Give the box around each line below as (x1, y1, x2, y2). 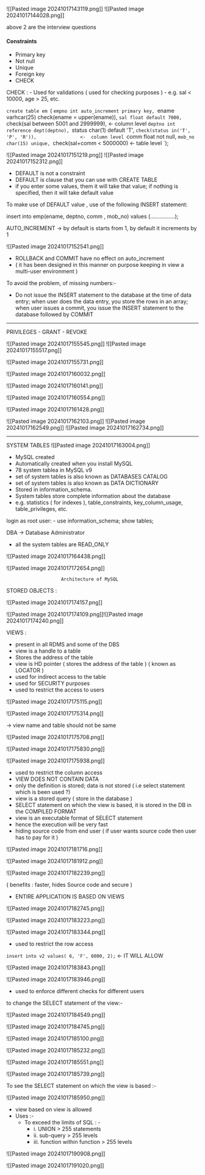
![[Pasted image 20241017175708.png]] (6, 734, 105, 741)
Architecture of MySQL (60, 576, 119, 582)
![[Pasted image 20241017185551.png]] (6, 1058, 104, 1066)
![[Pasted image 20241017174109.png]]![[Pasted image (6, 610, 143, 618)
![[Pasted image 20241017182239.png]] (6, 869, 106, 877)
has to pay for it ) (15, 834, 59, 841)
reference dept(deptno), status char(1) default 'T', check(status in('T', (6, 126, 191, 134)
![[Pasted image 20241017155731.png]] (6, 358, 104, 366)
